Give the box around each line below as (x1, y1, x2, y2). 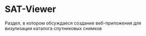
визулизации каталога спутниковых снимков (5, 25, 102, 31)
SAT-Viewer (5, 3, 56, 15)
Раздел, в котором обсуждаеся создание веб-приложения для (5, 20, 141, 26)
